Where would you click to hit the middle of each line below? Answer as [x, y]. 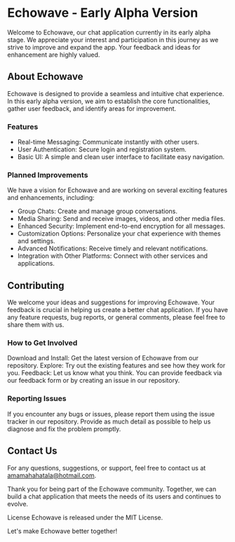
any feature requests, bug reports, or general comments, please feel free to [116, 318]
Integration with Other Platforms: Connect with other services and [113, 256]
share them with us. [36, 325]
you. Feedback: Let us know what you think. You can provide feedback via [115, 373]
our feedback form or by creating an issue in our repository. [94, 381]
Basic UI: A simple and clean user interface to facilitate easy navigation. [121, 157]
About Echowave [45, 77]
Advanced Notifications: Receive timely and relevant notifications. [113, 249]
